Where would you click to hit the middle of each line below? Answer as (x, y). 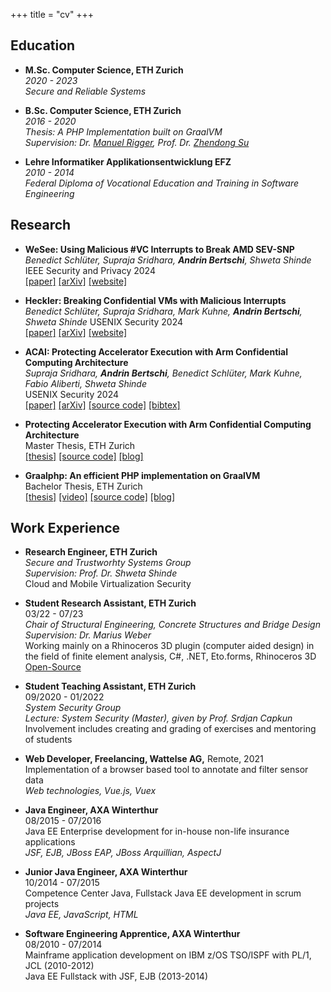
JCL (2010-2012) (59, 966)
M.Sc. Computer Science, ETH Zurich (104, 70)
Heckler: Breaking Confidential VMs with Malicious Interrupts (155, 300)
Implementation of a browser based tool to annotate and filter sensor (166, 770)
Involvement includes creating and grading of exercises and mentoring (170, 729)
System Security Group (73, 708)
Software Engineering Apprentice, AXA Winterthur (132, 934)
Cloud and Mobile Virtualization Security (108, 584)
